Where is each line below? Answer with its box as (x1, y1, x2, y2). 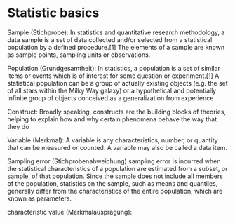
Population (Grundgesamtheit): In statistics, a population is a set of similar (7, 64, 221, 72)
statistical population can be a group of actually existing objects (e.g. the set (7, 79, 228, 87)
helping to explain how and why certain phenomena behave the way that (7, 114, 217, 123)
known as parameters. (7, 194, 72, 203)
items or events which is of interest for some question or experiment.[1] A (7, 72, 220, 80)
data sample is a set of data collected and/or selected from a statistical (7, 35, 213, 43)
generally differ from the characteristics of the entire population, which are (7, 187, 223, 195)
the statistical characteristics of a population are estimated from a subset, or (7, 164, 228, 173)
